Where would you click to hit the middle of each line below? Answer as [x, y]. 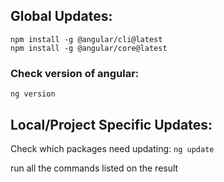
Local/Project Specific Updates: [111, 124]
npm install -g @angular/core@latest [89, 48]
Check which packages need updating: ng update [112, 148]
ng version [33, 94]
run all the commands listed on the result [94, 168]
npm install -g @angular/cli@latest [86, 39]
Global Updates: [61, 16]
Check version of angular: [75, 73]
